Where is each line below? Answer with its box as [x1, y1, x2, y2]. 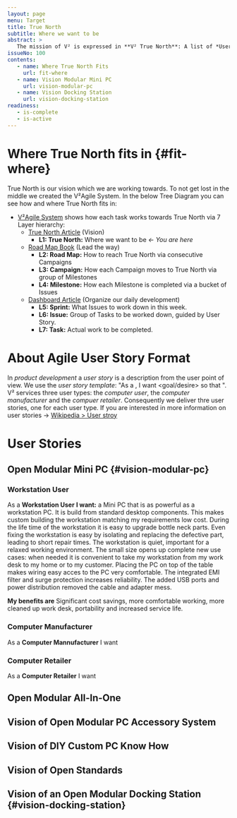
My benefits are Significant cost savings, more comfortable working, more [7, 597, 224, 606]
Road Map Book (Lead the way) [28, 243, 120, 251]
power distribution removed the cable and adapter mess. [7, 583, 172, 591]
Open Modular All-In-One [7, 692, 121, 704]
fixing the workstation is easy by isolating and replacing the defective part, [7, 531, 224, 539]
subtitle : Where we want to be [7, 30, 99, 37]
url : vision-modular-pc [23, 83, 93, 90]
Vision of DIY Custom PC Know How [7, 740, 169, 752]
